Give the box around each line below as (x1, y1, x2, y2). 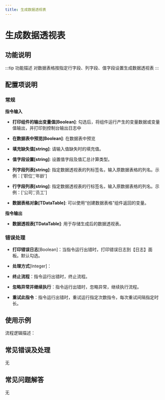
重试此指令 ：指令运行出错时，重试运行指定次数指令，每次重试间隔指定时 (12, 294, 159, 300)
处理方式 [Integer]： (12, 263, 52, 269)
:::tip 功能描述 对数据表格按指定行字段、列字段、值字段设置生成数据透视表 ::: (5, 65, 159, 71)
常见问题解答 (5, 375, 44, 384)
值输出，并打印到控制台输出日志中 (12, 125, 82, 131)
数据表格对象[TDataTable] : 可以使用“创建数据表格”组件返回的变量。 (12, 200, 149, 206)
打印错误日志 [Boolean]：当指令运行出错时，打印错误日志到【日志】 (12, 246, 148, 252)
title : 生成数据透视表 (5, 7, 47, 12)
